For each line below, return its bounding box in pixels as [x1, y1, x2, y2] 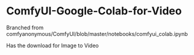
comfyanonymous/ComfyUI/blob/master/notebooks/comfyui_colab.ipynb [6, 30, 188, 37]
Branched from [6, 24, 44, 31]
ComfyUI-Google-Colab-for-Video [6, 4, 182, 18]
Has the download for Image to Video [6, 42, 99, 49]
